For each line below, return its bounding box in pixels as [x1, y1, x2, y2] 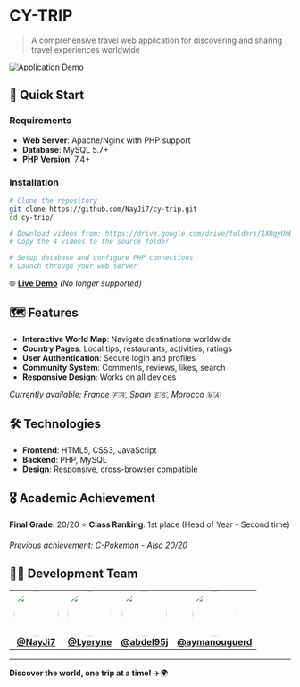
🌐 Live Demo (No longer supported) [9, 278, 143, 289]
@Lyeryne [67, 636, 112, 649]
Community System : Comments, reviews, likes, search [21, 362, 226, 373]
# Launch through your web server [9, 262, 138, 271]
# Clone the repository [9, 196, 98, 205]
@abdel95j [121, 636, 169, 649]
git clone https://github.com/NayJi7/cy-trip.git [9, 205, 198, 214]
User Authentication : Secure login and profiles [21, 352, 196, 363]
